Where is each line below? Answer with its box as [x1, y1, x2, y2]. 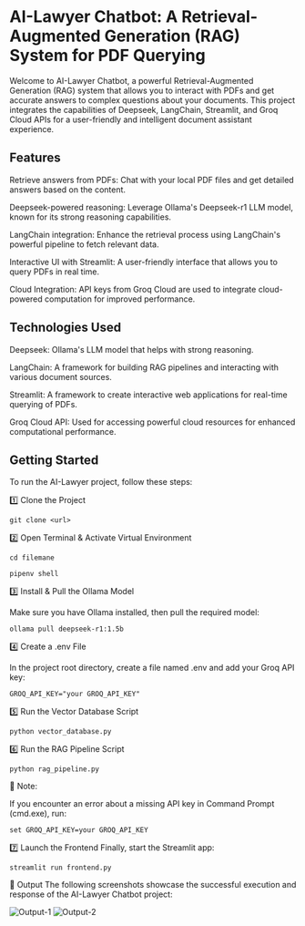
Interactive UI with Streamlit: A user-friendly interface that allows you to [9, 256, 278, 267]
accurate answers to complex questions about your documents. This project [9, 94, 296, 106]
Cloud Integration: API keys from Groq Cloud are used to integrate [9, 283, 257, 294]
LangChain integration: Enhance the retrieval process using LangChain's [9, 229, 280, 240]
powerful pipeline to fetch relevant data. [9, 239, 159, 250]
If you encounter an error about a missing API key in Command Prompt [9, 798, 275, 809]
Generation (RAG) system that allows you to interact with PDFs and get [9, 85, 275, 96]
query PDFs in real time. [9, 266, 100, 277]
